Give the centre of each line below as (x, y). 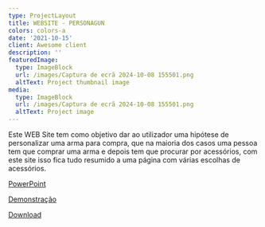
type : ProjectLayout (43, 16)
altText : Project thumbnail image (72, 82)
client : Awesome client (48, 45)
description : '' (35, 53)
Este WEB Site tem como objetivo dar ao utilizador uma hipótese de (119, 135)
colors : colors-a (37, 30)
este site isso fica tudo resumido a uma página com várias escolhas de (125, 160)
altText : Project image (55, 112)
